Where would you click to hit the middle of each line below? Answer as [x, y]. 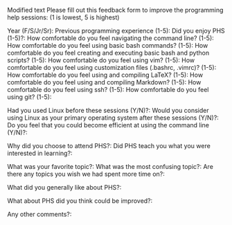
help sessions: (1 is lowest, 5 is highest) [63, 17]
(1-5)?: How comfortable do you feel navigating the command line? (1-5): [111, 38]
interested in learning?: [40, 153]
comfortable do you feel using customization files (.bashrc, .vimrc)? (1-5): [112, 67]
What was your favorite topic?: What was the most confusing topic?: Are [110, 166]
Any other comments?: [39, 214]
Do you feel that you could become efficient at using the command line [108, 125]
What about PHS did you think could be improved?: [80, 201]
